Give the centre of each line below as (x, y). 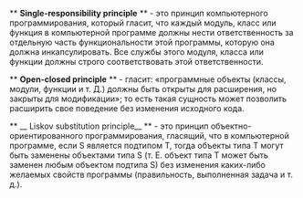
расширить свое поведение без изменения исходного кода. (127, 108)
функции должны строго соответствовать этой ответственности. (136, 62)
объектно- (231, 126)
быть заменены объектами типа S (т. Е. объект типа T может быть (139, 155)
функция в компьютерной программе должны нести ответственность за (151, 32)
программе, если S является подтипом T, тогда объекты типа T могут (146, 146)
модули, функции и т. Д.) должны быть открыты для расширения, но (143, 89)
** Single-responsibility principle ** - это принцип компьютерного (139, 13)
